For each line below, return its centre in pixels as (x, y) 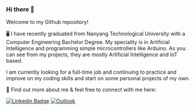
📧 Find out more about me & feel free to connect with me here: (81, 90)
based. (14, 61)
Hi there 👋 (20, 9)
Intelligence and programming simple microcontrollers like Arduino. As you (96, 49)
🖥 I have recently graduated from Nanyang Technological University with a (96, 34)
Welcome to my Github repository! (47, 22)
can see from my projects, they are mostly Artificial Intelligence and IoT (92, 54)
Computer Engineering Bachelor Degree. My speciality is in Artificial (88, 42)
